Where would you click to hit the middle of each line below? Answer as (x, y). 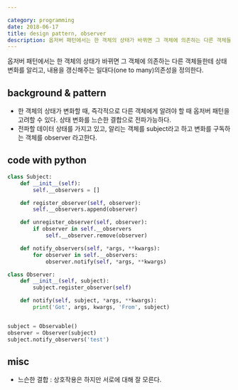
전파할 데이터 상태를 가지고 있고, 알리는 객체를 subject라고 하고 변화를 (114, 129)
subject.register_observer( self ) (82, 288)
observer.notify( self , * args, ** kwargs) (106, 262)
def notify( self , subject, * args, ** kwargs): (89, 301)
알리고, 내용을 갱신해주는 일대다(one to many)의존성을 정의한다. (115, 70)
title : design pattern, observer (57, 33)
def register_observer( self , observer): (81, 203)
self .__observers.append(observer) (86, 210)
